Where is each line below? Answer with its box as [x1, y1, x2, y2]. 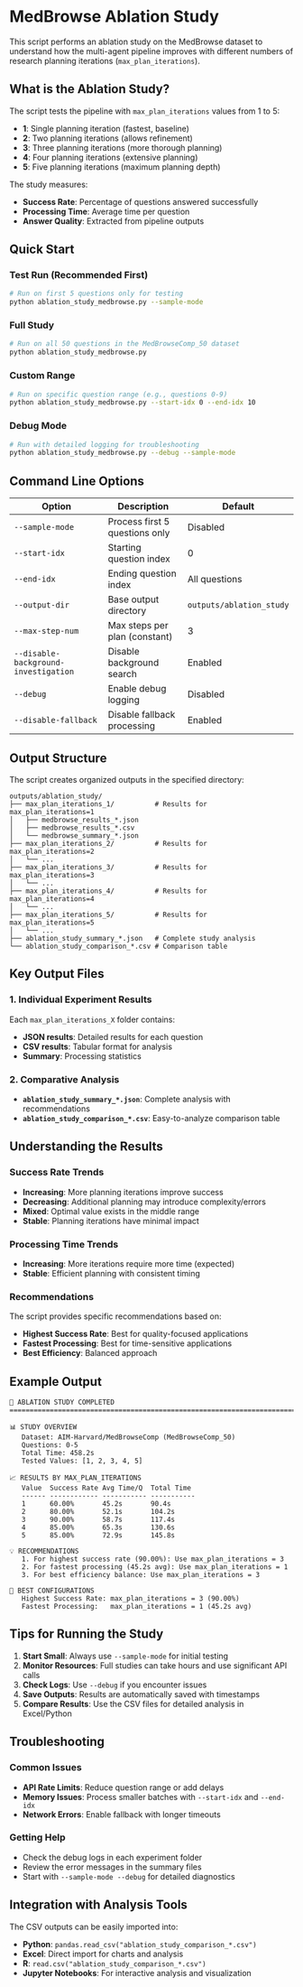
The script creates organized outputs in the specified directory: [9, 774, 245, 785]
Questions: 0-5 [21, 1441, 78, 1450]
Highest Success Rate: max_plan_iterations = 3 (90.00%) [21, 1594, 241, 1603]
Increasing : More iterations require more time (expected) [22, 1258, 235, 1269]
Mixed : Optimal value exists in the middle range [22, 1205, 200, 1216]
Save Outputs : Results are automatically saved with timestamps [22, 1688, 260, 1699]
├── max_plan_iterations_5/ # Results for [9, 910, 207, 919]
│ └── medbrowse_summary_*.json [9, 831, 140, 840]
